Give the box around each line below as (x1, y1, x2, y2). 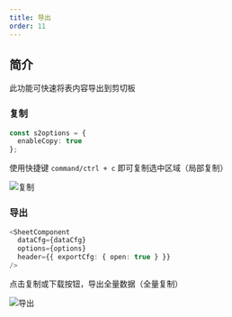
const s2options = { (9, 128, 87, 138)
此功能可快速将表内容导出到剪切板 (9, 83, 136, 94)
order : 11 (9, 22, 47, 31)
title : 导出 (9, 13, 51, 23)
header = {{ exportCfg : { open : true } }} (17, 253, 171, 262)
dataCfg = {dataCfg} (17, 236, 87, 245)
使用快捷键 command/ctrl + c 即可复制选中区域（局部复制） (9, 163, 228, 174)
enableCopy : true (17, 137, 83, 146)
